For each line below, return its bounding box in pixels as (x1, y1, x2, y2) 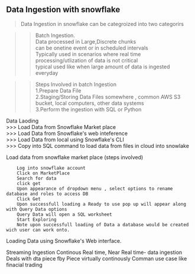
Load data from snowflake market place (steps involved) (6, 153, 144, 161)
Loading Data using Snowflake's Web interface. (6, 237, 122, 244)
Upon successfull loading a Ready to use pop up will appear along (17, 201, 186, 207)
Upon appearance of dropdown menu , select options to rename (17, 186, 173, 192)
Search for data (17, 175, 57, 181)
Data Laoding (6, 117, 39, 124)
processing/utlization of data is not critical (35, 57, 138, 64)
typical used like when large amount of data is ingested (35, 63, 170, 70)
